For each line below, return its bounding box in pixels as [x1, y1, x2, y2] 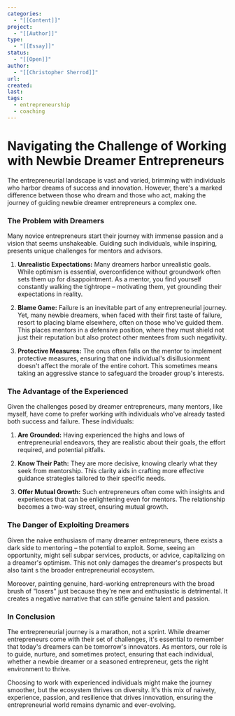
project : [7, 23, 33, 30]
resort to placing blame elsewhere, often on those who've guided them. [17, 318, 224, 326]
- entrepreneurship [13, 101, 71, 108]
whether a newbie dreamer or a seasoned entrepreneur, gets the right [7, 657, 208, 666]
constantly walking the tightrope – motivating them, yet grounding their [17, 282, 222, 290]
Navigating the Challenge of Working [7, 138, 227, 154]
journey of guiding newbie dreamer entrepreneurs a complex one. [7, 198, 197, 206]
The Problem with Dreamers [7, 216, 105, 225]
